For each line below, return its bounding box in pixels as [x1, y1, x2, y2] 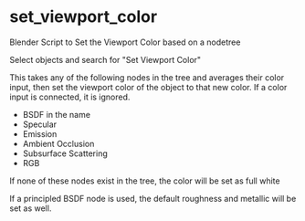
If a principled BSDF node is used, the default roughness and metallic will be [9, 193, 297, 204]
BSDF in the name [22, 109, 91, 120]
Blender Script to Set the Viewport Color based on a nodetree [9, 37, 241, 47]
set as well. [9, 203, 52, 214]
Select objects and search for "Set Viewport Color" [9, 54, 202, 65]
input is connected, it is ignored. [9, 91, 131, 102]
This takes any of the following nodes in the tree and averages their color [9, 71, 285, 83]
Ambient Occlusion [22, 138, 95, 149]
